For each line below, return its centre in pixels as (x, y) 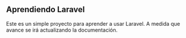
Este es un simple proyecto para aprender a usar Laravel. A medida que (93, 23)
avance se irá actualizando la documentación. (62, 30)
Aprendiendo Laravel (45, 10)
